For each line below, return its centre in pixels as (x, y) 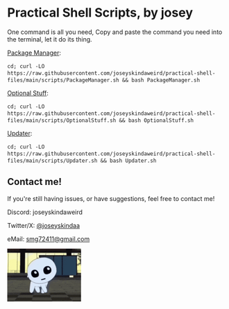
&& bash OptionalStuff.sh (156, 120)
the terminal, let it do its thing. (50, 39)
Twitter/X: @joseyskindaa (44, 225)
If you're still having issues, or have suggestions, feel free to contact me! (111, 198)
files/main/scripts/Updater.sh (52, 161)
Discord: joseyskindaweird (45, 212)
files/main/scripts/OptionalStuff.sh (62, 120)
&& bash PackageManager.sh (161, 80)
